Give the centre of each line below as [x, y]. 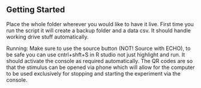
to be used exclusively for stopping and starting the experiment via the [94, 73]
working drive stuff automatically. [47, 37]
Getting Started [36, 10]
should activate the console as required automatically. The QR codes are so [100, 61]
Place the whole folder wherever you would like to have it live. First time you [100, 24]
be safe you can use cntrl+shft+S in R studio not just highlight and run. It [96, 54]
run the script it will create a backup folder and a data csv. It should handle [98, 30]
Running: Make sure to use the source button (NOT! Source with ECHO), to [98, 48]
